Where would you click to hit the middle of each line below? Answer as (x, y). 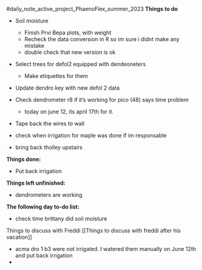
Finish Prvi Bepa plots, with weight (68, 33)
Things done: (24, 159)
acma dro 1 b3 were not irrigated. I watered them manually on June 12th (106, 249)
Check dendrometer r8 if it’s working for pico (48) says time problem (102, 100)
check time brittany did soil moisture (61, 218)
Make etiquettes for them (56, 76)
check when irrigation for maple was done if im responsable (91, 135)
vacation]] (19, 237)
